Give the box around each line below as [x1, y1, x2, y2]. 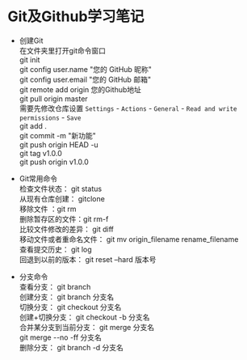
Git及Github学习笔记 [7, 7, 144, 26]
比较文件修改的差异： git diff [19, 224, 115, 234]
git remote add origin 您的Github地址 [19, 84, 142, 94]
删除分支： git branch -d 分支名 [19, 342, 124, 352]
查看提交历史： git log [19, 244, 92, 254]
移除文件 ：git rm [19, 204, 77, 214]
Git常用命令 [19, 173, 58, 183]
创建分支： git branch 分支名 [19, 292, 115, 302]
